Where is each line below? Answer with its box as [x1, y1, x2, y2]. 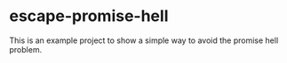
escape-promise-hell [9, 6, 169, 26]
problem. [9, 44, 43, 54]
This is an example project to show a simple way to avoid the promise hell [9, 35, 279, 45]
